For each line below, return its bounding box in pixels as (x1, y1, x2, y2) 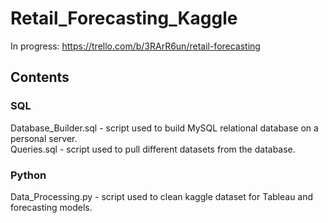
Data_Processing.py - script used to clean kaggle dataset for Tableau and (10, 190, 314, 202)
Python (10, 168, 47, 182)
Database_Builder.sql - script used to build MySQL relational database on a (10, 122, 319, 134)
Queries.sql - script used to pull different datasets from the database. (10, 143, 296, 155)
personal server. (10, 132, 78, 144)
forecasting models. (10, 201, 93, 213)
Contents (10, 69, 70, 86)
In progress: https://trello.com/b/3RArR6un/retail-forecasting (10, 40, 261, 52)
